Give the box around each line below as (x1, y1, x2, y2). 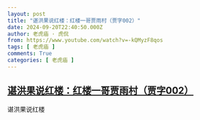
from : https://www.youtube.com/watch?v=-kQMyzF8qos (7, 37, 163, 44)
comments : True (7, 50, 52, 58)
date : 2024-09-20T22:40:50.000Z (7, 23, 103, 31)
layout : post (7, 10, 46, 18)
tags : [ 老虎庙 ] (7, 43, 55, 50)
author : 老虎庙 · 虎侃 (7, 30, 70, 38)
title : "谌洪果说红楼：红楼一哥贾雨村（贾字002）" (7, 17, 140, 24)
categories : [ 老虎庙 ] (7, 57, 74, 64)
